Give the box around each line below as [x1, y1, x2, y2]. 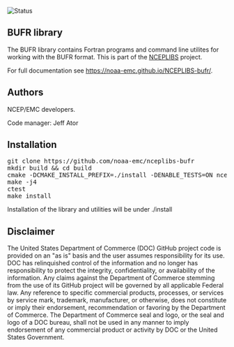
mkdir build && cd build [7, 164, 92, 172]
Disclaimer [7, 226, 55, 237]
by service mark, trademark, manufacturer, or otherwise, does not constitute [7, 296, 227, 304]
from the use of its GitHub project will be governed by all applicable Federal [7, 281, 224, 290]
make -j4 [7, 178, 37, 186]
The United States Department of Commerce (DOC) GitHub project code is [7, 244, 221, 253]
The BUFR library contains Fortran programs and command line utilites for [7, 45, 219, 54]
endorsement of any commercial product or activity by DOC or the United [7, 325, 218, 334]
